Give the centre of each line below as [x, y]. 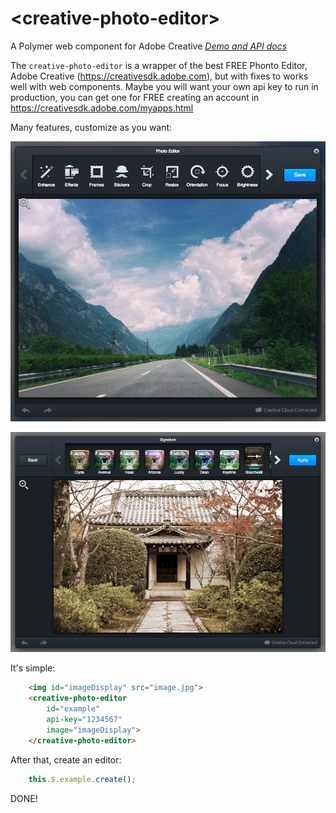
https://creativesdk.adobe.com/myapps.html [102, 108]
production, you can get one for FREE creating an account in [135, 97]
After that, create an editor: [66, 759]
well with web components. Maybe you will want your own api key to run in [164, 86]
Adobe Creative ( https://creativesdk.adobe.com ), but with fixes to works [159, 76]
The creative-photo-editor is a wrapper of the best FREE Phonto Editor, [159, 65]
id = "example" [73, 709]
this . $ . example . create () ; [82, 779]
